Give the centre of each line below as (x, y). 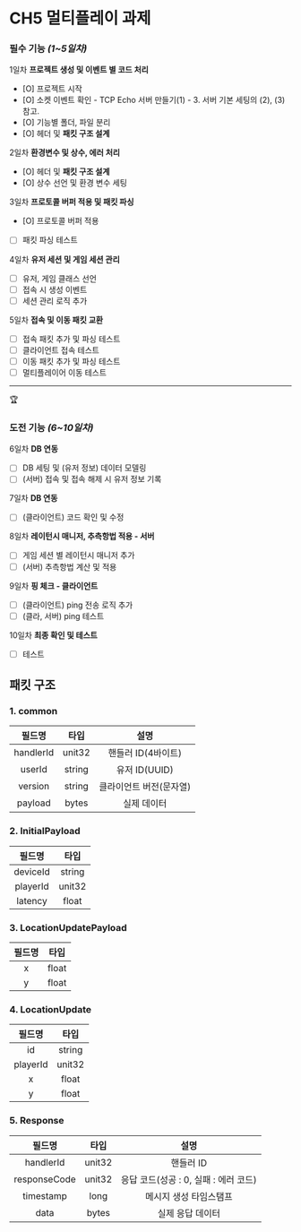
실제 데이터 (145, 804)
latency (32, 900)
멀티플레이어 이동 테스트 (64, 372)
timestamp (44, 1195)
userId (34, 770)
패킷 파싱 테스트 (50, 240)
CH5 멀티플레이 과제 (80, 18)
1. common (34, 711)
